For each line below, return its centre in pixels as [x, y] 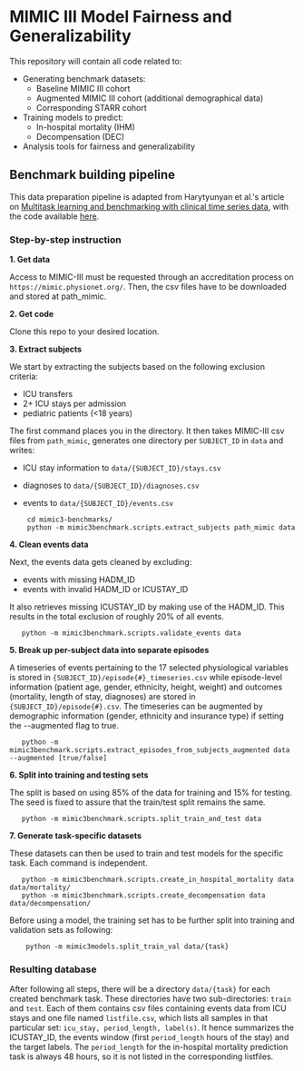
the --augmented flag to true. [64, 726]
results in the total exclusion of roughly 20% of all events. [117, 617]
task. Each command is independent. [78, 863]
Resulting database [53, 969]
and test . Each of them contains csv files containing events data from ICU [148, 1008]
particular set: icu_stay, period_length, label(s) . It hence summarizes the [152, 1027]
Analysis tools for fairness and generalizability [108, 146]
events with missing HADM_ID [79, 580]
